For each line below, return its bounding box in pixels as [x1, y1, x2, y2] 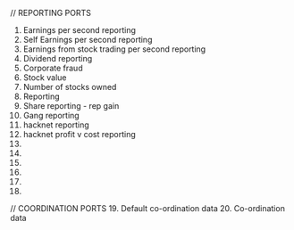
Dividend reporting [22, 53, 93, 63]
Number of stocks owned [22, 82, 117, 92]
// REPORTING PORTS [10, 8, 92, 18]
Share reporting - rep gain [22, 101, 120, 111]
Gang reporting [22, 111, 80, 120]
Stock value [22, 72, 67, 83]
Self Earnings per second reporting [22, 35, 153, 45]
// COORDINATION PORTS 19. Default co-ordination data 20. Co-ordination [10, 203, 285, 213]
